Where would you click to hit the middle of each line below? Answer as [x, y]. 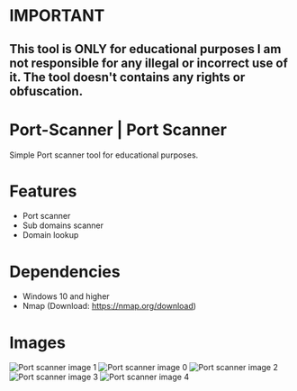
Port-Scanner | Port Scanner [118, 129]
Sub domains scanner [63, 225]
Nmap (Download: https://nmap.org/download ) [109, 306]
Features [43, 191]
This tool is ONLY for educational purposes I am [145, 49]
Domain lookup [50, 235]
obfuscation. [46, 91]
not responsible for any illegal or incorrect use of [148, 63]
